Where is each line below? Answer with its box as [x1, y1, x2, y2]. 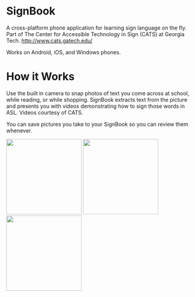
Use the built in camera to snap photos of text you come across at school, [6, 89, 190, 97]
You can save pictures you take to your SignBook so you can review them [6, 120, 188, 128]
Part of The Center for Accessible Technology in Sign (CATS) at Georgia [6, 30, 185, 37]
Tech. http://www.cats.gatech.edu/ [6, 37, 93, 44]
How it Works [6, 70, 75, 84]
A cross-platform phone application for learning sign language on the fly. [6, 24, 187, 31]
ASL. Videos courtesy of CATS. [6, 108, 83, 116]
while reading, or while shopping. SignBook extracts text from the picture [6, 96, 188, 103]
